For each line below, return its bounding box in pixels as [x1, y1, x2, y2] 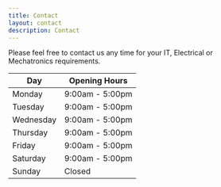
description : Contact [8, 26, 80, 34]
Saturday [12, 153, 46, 164]
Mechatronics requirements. [8, 56, 101, 66]
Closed [64, 166, 91, 177]
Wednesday [12, 114, 57, 125]
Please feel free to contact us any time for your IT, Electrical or [8, 48, 213, 58]
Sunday [12, 166, 41, 177]
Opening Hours [68, 75, 129, 86]
